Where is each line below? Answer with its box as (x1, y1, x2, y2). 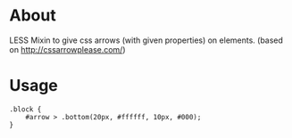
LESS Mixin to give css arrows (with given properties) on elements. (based (9, 35, 284, 45)
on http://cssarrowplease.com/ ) (9, 44, 127, 54)
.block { (9, 104, 42, 114)
